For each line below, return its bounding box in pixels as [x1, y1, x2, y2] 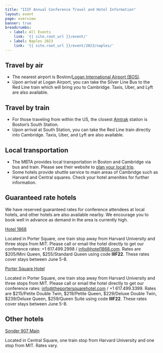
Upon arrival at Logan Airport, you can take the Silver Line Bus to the [12, 79, 150, 85]
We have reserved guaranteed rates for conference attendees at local [5, 206, 145, 212]
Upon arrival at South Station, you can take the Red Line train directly [12, 127, 151, 133]
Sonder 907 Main [5, 328, 40, 334]
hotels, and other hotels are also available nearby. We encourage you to [5, 212, 149, 218]
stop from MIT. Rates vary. [5, 342, 58, 348]
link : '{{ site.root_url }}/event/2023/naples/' [14, 43, 114, 48]
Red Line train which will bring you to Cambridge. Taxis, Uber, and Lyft [12, 84, 153, 90]
